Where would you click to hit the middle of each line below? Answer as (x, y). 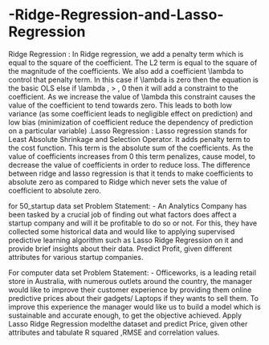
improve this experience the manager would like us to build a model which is (134, 306)
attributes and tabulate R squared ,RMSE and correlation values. (114, 332)
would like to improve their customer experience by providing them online (130, 290)
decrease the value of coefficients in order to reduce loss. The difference (129, 164)
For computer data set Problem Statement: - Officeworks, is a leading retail (132, 272)
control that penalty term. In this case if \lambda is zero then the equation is (133, 79)
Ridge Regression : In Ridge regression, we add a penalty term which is (126, 54)
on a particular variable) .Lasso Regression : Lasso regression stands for (128, 131)
